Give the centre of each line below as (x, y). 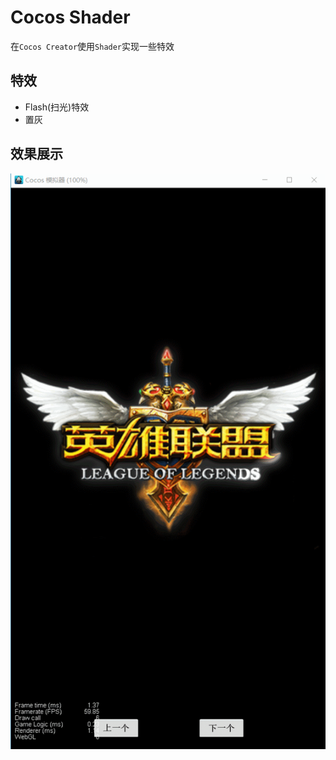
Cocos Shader (70, 17)
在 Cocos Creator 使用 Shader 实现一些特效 (92, 46)
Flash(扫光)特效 (57, 107)
